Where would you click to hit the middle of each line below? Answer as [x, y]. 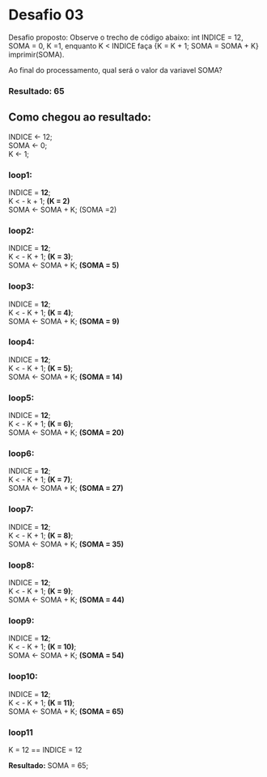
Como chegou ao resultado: [80, 118]
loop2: [21, 230]
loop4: [21, 342]
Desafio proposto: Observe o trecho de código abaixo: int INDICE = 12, [126, 37]
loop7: [21, 509]
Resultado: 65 [36, 91]
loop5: [21, 398]
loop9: [21, 620]
